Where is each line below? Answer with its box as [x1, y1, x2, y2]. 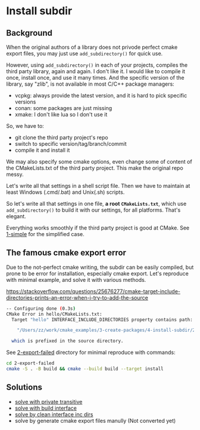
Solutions [6, 382, 43, 393]
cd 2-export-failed [6, 360, 55, 366]
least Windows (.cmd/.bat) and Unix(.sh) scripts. [6, 189, 125, 196]
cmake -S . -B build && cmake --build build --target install [6, 366, 164, 372]
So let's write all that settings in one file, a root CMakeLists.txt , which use [6, 200, 187, 207]
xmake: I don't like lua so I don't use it [14, 111, 108, 118]
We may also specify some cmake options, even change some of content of [6, 158, 192, 165]
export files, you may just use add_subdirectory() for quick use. [6, 50, 163, 57]
